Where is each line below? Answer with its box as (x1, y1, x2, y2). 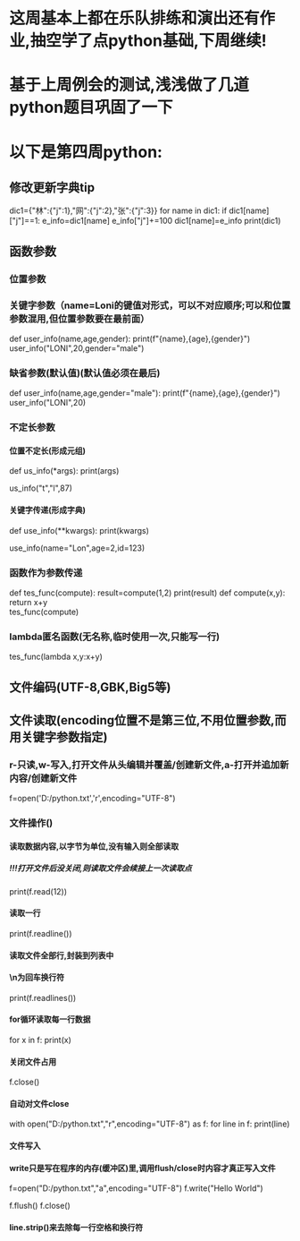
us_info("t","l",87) (9, 483, 73, 493)
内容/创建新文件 (9, 772, 78, 784)
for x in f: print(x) (9, 1034, 71, 1045)
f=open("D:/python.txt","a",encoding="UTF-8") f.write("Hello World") (9, 1183, 263, 1194)
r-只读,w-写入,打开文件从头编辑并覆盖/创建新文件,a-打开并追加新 (9, 758, 289, 771)
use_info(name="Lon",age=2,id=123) (9, 543, 146, 553)
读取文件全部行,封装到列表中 (9, 950, 114, 961)
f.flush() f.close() (9, 1201, 71, 1211)
